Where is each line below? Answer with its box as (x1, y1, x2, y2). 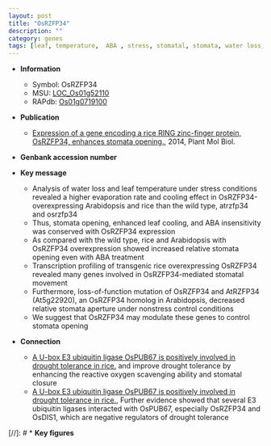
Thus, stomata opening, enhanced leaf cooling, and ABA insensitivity (31, 218, 261, 228)
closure (31, 378, 58, 388)
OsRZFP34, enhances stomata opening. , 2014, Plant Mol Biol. (31, 137, 236, 146)
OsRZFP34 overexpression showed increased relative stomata (31, 244, 240, 254)
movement (31, 278, 69, 288)
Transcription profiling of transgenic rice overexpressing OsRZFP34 (31, 261, 257, 271)
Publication (19, 112, 60, 122)
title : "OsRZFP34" (8, 19, 70, 27)
